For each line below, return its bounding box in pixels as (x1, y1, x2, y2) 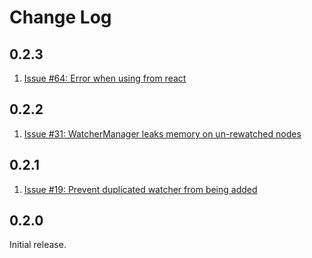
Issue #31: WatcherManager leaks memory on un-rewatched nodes (23, 127, 302, 140)
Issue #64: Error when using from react (23, 72, 187, 84)
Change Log (9, 6, 112, 29)
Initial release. (9, 239, 67, 251)
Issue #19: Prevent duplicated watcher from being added (23, 183, 258, 195)
